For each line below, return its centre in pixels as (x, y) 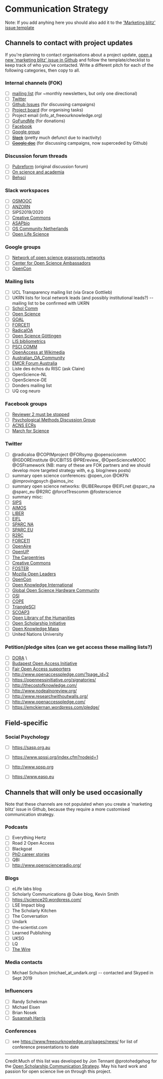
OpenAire (22, 546)
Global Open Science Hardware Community (56, 590)
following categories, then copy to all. (42, 70)
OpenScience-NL (29, 374)
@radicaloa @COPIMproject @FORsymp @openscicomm (69, 454)
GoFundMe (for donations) (39, 121)
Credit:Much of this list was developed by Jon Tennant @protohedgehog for (81, 1061)
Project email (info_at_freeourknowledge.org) (57, 115)
